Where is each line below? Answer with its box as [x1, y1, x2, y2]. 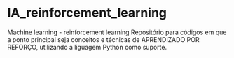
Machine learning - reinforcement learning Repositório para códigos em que [7, 28, 227, 36]
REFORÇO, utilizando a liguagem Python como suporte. [7, 43, 167, 51]
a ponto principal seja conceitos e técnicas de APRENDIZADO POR [7, 35, 200, 43]
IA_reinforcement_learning [7, 5, 167, 21]
